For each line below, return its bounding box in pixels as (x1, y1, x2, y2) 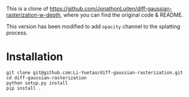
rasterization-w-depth (6, 11, 61, 18)
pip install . (6, 85, 42, 91)
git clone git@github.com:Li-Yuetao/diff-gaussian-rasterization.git (6, 70, 184, 76)
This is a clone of (6, 5, 49, 12)
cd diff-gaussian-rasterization (6, 74, 87, 81)
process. (6, 29, 28, 36)
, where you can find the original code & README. (60, 11, 184, 18)
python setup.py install (6, 80, 68, 86)
